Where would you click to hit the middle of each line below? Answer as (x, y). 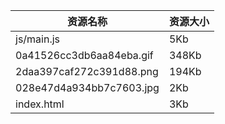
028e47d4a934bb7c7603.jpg (87, 87)
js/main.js (38, 39)
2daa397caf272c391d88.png (87, 71)
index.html (40, 104)
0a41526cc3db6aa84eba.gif (84, 55)
